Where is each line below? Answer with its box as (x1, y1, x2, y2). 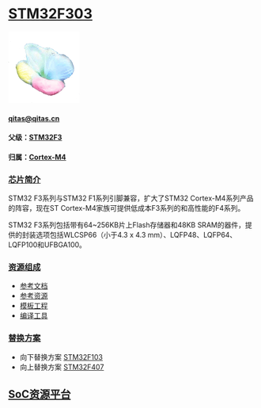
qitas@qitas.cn (8, 113, 60, 123)
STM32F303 (8, 5, 93, 23)
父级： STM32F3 (8, 132, 62, 143)
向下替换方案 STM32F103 (19, 352, 103, 361)
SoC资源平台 (8, 387, 71, 401)
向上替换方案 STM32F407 (19, 362, 104, 372)
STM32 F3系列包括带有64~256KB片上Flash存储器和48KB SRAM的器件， (8, 220, 245, 230)
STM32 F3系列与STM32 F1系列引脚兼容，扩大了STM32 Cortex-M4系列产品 (8, 193, 254, 203)
